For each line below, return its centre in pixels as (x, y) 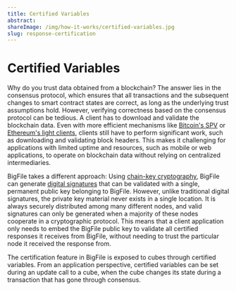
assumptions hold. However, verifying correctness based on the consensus (117, 111)
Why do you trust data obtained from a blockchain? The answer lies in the (114, 88)
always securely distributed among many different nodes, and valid (105, 206)
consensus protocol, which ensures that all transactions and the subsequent (118, 95)
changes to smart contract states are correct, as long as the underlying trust (118, 103)
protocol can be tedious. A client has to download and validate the (103, 118)
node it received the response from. (59, 244)
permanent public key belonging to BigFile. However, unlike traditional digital (118, 192)
